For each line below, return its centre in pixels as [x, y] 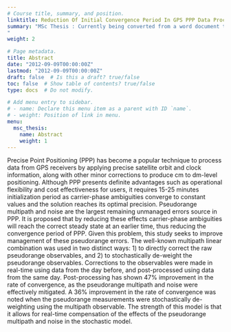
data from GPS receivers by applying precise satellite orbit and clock [104, 168]
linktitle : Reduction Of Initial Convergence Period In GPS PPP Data [109, 20]
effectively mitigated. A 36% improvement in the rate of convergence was [112, 292]
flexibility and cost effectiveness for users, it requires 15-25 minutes [103, 189]
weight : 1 [34, 141]
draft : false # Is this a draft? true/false [73, 77]
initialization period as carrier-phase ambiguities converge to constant [107, 197]
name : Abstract [41, 134]
